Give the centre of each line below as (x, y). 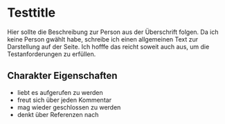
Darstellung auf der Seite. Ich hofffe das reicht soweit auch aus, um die (108, 46)
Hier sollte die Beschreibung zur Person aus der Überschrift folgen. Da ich (113, 32)
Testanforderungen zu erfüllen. (52, 54)
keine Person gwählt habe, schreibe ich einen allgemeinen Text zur (103, 39)
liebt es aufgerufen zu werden (60, 92)
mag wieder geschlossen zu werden (69, 107)
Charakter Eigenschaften (62, 76)
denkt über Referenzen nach (58, 114)
